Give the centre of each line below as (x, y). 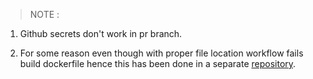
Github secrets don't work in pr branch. (101, 33)
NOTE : (44, 14)
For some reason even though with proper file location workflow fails (161, 53)
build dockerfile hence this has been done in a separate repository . (158, 63)
